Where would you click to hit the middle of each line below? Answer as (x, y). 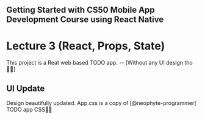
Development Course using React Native (85, 20)
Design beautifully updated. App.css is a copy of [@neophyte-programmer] (101, 103)
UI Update (26, 88)
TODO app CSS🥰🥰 (29, 110)
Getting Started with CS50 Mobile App (81, 10)
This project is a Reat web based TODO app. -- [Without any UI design (95, 63)
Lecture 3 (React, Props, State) (86, 46)
